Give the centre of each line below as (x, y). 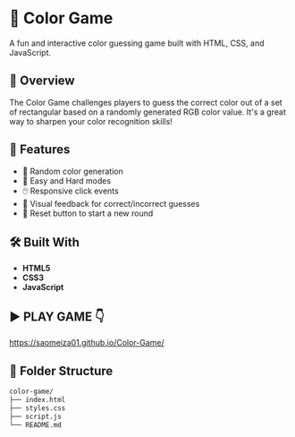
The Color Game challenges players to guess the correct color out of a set (146, 102)
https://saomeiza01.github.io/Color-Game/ (87, 343)
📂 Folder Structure (61, 371)
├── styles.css (38, 408)
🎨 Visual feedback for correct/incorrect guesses (111, 203)
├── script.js (36, 416)
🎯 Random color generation (72, 171)
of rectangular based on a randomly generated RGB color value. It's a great (147, 112)
